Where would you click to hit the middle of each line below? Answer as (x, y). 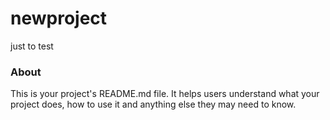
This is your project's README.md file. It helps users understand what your (165, 94)
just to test (32, 46)
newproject (59, 18)
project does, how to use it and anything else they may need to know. (153, 104)
